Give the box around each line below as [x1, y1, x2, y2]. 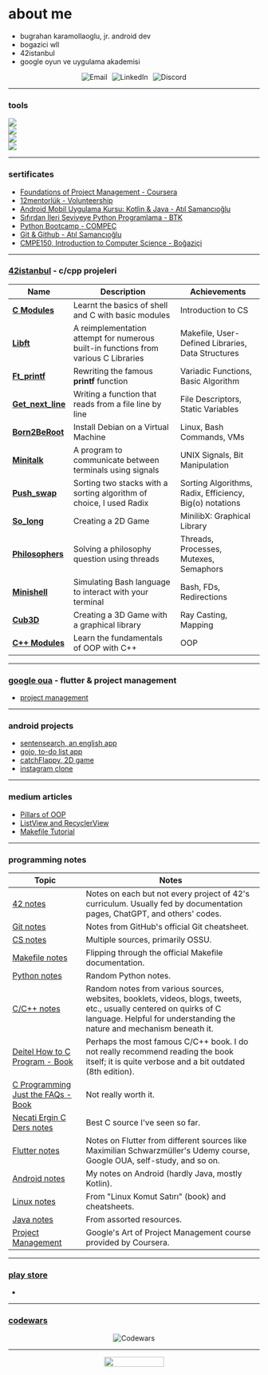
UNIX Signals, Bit [179, 449, 244, 460]
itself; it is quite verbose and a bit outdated [85, 1056, 246, 1067]
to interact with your [73, 586, 149, 597]
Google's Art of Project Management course [85, 1227, 251, 1238]
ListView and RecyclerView [19, 818, 109, 827]
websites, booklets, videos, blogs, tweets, [85, 993, 242, 1004]
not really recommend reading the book [85, 1046, 234, 1058]
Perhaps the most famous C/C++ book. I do [85, 1036, 249, 1047]
